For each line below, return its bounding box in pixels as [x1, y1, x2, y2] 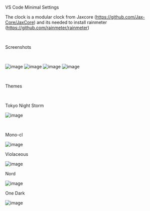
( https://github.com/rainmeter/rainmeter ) [5, 25, 89, 31]
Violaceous [5, 151, 29, 157]
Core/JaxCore [5, 20, 34, 25]
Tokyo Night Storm [5, 102, 44, 109]
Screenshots [5, 44, 32, 50]
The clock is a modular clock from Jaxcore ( [5, 14, 96, 20]
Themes [5, 83, 23, 89]
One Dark [5, 190, 25, 196]
